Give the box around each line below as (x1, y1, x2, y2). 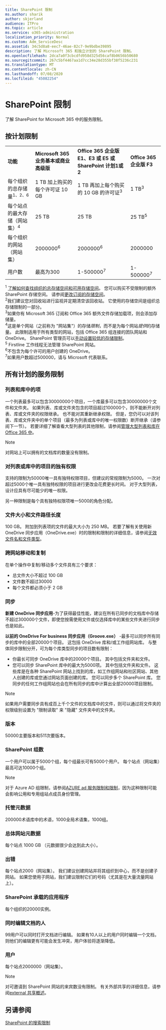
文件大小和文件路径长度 (5, 511, 61, 518)
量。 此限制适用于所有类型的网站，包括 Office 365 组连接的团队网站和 (5, 329, 147, 335)
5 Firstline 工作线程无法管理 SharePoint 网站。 (5, 341, 98, 347)
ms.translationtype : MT (5, 62, 54, 67)
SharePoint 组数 (5, 746, 44, 753)
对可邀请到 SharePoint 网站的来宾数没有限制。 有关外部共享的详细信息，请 (5, 984, 157, 989)
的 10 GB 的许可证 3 (77, 188, 123, 196)
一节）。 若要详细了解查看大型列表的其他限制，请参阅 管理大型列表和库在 (13, 423, 160, 429)
